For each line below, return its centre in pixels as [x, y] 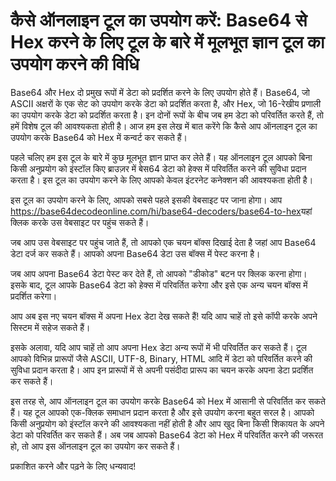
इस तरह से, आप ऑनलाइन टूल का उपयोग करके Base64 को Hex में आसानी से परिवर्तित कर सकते [168, 401]
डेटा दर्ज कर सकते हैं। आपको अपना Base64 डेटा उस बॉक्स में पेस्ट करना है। [135, 253]
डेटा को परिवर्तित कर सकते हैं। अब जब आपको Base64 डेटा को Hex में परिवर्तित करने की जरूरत [167, 435]
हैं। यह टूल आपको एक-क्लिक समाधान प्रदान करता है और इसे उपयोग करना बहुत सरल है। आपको [162, 412]
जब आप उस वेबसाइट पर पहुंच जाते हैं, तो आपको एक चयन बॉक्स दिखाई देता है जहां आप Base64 [163, 242]
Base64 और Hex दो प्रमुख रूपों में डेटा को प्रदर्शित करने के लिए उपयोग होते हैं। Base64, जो [160, 92]
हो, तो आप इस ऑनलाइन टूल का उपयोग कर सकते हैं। [95, 446]
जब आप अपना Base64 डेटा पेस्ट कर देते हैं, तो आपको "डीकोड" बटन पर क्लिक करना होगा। [159, 273]
